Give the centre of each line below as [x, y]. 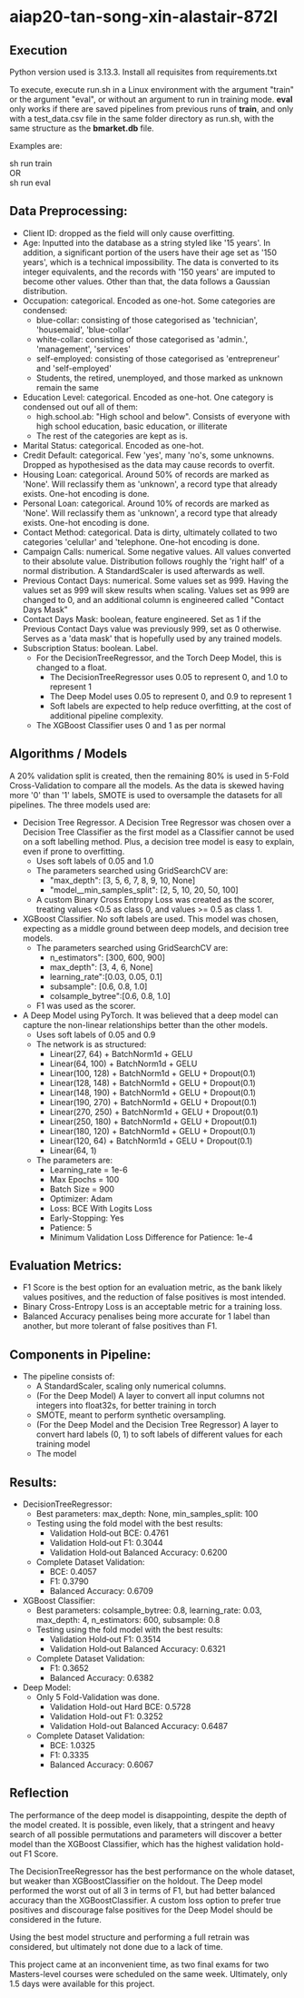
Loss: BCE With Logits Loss [101, 1208]
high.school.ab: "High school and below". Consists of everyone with [163, 416]
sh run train [31, 163]
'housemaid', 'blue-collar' [83, 330]
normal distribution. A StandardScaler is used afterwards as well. [143, 570]
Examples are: [36, 146]
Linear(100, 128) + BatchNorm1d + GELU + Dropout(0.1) [152, 1073]
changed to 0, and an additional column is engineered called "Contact [153, 599]
